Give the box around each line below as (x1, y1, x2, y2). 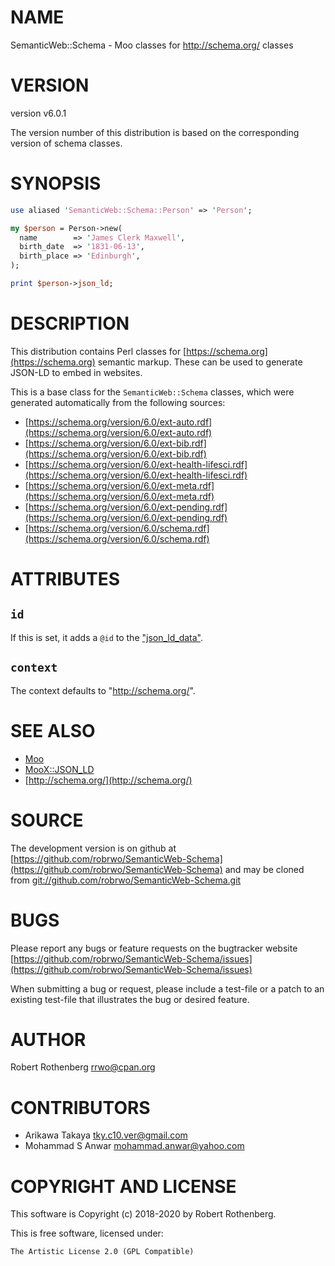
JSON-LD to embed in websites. (10, 366, 143, 378)
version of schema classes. (10, 137, 123, 149)
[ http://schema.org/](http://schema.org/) (24, 774, 193, 786)
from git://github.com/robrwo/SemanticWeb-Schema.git (10, 874, 242, 886)
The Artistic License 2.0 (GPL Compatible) (10, 1247, 195, 1257)
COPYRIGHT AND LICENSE (10, 1175, 237, 1198)
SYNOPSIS (10, 172, 102, 195)
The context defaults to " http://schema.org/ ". (10, 684, 196, 696)
